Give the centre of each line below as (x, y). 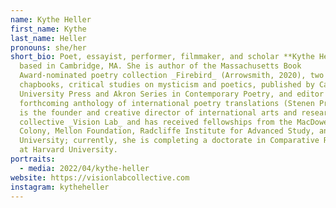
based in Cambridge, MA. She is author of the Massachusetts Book (160, 66)
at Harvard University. (68, 150)
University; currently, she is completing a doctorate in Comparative (169, 141)
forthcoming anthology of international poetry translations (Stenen (167, 103)
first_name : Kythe (48, 29)
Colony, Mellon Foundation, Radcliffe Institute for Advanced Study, (167, 131)
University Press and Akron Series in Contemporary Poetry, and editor (172, 94)
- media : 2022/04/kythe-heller (84, 168)
